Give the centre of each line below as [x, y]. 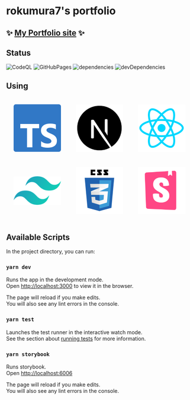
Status [19, 53]
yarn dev [19, 267]
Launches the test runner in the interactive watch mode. [75, 332]
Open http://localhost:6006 [39, 373]
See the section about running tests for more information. [76, 338]
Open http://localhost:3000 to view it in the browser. [70, 286]
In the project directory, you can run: [51, 252]
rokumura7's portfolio [61, 11]
